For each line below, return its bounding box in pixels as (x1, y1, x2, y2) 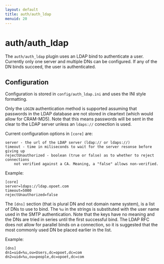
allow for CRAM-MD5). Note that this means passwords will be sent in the (5, 116, 154, 122)
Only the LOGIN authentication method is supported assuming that (5, 106, 137, 111)
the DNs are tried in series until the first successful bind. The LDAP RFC (5, 217, 150, 222)
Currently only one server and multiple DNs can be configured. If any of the (5, 59, 158, 65)
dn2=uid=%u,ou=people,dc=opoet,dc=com (5, 255, 84, 260)
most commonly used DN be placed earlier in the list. (5, 227, 112, 233)
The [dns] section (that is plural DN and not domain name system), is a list (5, 201, 155, 207)
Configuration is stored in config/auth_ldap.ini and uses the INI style (5, 91, 146, 97)
